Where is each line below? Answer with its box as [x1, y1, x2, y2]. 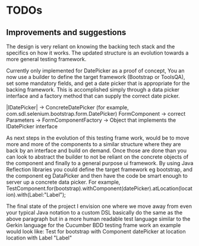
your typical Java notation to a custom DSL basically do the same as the [6, 209, 183, 216]
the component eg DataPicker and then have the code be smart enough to [6, 172, 188, 179]
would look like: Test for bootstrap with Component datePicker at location [6, 228, 186, 235]
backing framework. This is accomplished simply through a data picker [6, 86, 180, 93]
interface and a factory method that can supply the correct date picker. [6, 93, 180, 99]
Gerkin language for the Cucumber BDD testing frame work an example [6, 222, 181, 229]
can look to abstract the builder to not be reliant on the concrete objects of [6, 153, 189, 160]
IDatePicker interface [6, 123, 58, 130]
